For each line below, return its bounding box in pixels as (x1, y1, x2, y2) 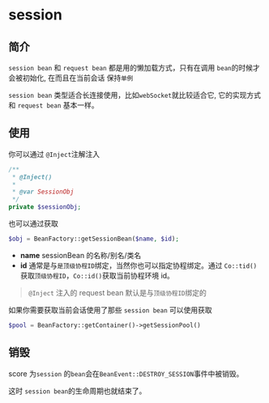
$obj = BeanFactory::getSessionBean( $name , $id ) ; (8, 235, 180, 244)
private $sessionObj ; (8, 203, 82, 211)
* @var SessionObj (11, 188, 75, 196)
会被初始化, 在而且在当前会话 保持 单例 (8, 73, 134, 83)
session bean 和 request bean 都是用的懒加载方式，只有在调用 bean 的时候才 (8, 63, 261, 72)
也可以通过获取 (8, 218, 58, 228)
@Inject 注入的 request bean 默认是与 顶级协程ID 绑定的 (28, 287, 207, 297)
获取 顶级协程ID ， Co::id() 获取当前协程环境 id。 (19, 270, 174, 280)
